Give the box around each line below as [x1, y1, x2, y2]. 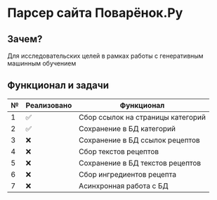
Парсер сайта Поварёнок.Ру [7, 5, 183, 21]
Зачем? [7, 33, 43, 45]
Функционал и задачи [7, 80, 109, 92]
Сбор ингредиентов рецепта [78, 169, 177, 179]
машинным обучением [7, 59, 77, 68]
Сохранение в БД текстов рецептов [78, 158, 202, 168]
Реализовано [25, 100, 72, 110]
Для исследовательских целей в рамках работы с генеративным [7, 51, 204, 60]
